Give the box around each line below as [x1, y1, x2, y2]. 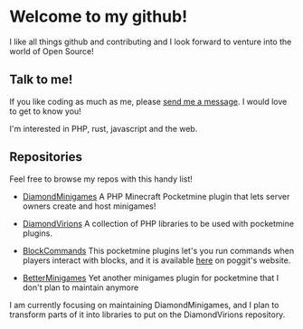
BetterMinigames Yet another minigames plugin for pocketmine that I [22, 272, 279, 283]
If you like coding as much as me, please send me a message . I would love [9, 96, 288, 107]
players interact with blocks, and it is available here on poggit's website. [22, 255, 291, 266]
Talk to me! [9, 72, 73, 88]
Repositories [9, 149, 83, 164]
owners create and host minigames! [22, 201, 156, 211]
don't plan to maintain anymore [22, 282, 139, 293]
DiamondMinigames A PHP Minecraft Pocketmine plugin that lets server [22, 191, 290, 202]
